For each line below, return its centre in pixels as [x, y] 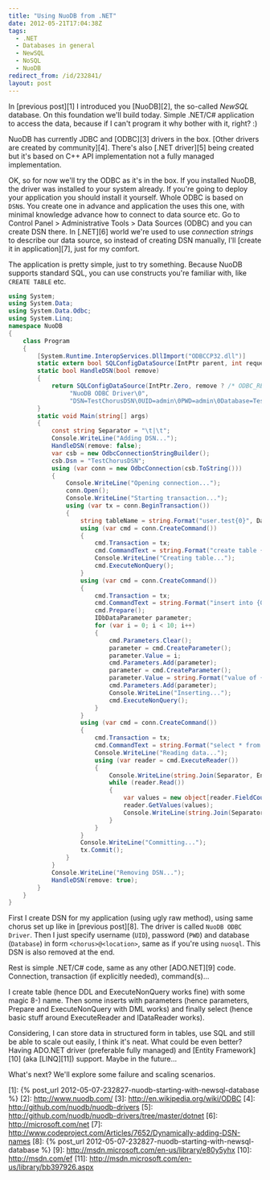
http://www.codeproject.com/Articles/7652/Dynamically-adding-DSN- [125, 1133]
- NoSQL [29, 61]
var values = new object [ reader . [179, 798]
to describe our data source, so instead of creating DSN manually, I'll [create [135, 240]
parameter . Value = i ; [145, 656]
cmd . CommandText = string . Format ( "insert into [174, 603]
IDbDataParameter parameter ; [143, 618]
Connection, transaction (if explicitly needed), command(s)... [109, 976]
